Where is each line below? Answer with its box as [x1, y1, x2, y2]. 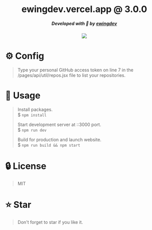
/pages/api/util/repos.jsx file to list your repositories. [17, 72, 126, 78]
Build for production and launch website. [17, 137, 102, 143]
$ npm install [17, 112, 47, 118]
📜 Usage [5, 90, 41, 101]
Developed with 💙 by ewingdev [51, 20, 117, 26]
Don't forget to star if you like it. [17, 219, 83, 225]
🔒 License [5, 161, 47, 172]
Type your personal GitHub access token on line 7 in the [17, 67, 134, 73]
